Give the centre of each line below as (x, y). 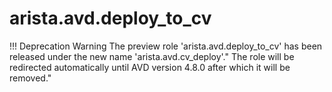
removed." (30, 78)
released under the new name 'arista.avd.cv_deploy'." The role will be (152, 56)
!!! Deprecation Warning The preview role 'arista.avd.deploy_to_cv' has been (166, 46)
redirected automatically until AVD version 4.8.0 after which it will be (150, 67)
